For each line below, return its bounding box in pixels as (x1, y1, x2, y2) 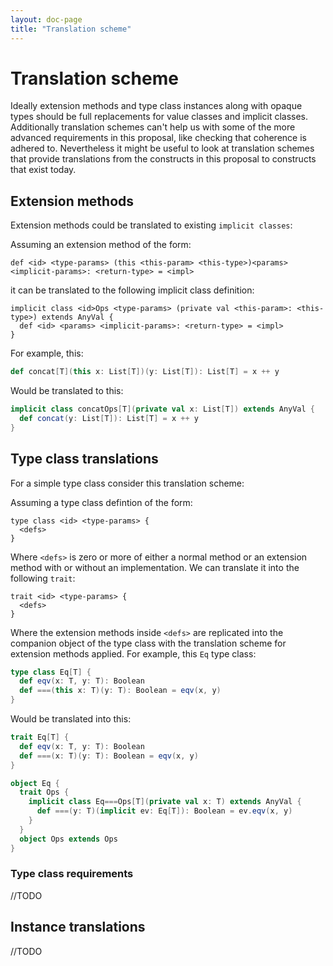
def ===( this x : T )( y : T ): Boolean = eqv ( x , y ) (19, 686, 222, 696)
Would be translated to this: (10, 385, 124, 397)
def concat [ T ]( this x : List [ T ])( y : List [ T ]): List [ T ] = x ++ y (10, 367, 280, 377)
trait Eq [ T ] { (10, 732, 70, 743)
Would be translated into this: (10, 713, 132, 725)
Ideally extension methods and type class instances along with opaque (10, 100, 303, 112)
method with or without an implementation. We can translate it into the (10, 561, 300, 573)
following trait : (10, 572, 76, 584)
